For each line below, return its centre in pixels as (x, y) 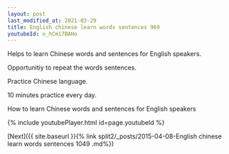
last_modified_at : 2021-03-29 (52, 21)
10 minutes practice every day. (52, 95)
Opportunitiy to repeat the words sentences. (72, 67)
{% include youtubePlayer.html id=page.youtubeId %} (86, 123)
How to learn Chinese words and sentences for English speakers (102, 109)
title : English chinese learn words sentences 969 (84, 27)
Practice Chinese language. (48, 82)
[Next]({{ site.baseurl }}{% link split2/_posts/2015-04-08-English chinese (114, 136)
